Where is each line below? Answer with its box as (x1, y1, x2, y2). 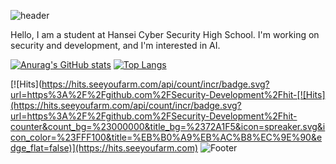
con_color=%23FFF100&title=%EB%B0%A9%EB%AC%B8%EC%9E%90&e (10, 131, 323, 143)
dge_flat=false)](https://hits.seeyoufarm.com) (10, 142, 199, 154)
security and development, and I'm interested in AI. (10, 40, 221, 51)
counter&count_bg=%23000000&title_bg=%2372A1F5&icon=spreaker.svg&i (10, 121, 326, 132)
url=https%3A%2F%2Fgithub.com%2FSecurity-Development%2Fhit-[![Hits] (10, 89, 326, 100)
